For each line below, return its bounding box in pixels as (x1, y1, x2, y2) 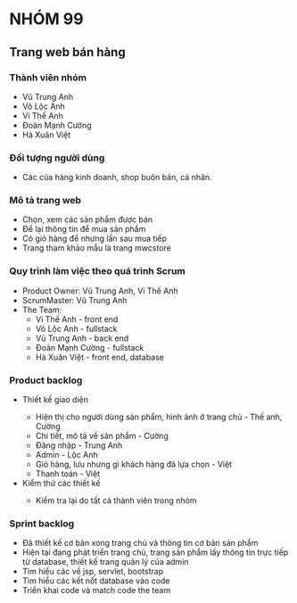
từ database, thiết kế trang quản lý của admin (21, 557, 189, 567)
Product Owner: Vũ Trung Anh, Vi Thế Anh (21, 285, 178, 296)
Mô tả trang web (9, 194, 82, 207)
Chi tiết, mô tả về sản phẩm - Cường (35, 431, 169, 442)
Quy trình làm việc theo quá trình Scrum (9, 265, 186, 277)
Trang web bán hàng (9, 45, 127, 60)
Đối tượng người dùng (9, 152, 105, 164)
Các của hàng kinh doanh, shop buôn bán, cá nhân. (21, 172, 212, 183)
